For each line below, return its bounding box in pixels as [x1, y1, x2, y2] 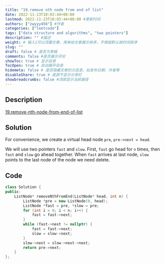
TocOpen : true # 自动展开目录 [5, 63, 63, 68]
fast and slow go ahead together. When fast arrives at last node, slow [5, 151, 149, 157]
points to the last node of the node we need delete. [5, 157, 110, 163]
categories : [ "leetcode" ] [5, 26, 59, 31]
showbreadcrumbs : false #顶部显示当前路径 [5, 77, 89, 82]
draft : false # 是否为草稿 [5, 49, 57, 54]
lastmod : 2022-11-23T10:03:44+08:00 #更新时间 [5, 16, 101, 21]
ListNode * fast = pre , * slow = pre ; [23, 203, 99, 208]
